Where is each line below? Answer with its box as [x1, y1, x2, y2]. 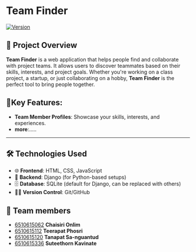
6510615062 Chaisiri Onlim [14, 221, 80, 229]
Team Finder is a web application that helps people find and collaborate [6, 56, 179, 63]
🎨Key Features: [6, 98, 63, 108]
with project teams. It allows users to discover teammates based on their [6, 62, 181, 69]
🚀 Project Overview [6, 40, 78, 50]
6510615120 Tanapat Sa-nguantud [14, 234, 99, 241]
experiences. [14, 119, 46, 126]
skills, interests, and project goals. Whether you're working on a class [6, 68, 173, 75]
